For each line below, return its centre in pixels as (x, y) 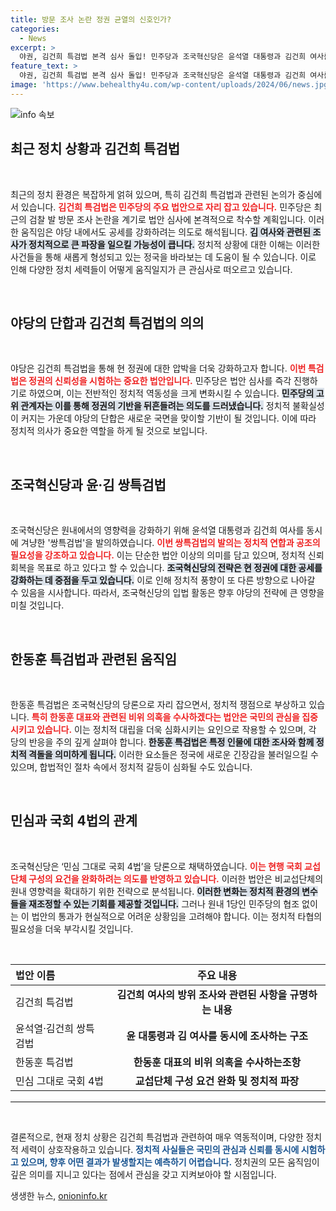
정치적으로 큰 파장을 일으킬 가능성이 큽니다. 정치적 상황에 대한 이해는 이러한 (174, 244)
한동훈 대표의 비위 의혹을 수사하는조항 (217, 1062)
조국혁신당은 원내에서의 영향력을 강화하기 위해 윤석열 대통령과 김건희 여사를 (157, 530)
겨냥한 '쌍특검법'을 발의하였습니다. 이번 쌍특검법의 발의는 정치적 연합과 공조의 (170, 543)
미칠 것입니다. (37, 605)
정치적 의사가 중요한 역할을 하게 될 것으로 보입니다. (109, 431)
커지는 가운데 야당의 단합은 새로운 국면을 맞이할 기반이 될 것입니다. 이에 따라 (168, 418)
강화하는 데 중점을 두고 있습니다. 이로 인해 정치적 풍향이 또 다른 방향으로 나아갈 (163, 580)
